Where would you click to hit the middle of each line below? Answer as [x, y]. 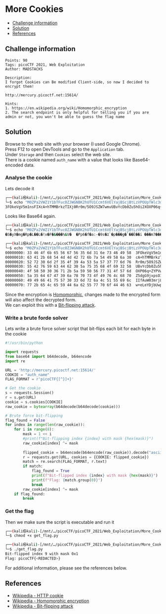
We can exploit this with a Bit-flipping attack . [51, 305]
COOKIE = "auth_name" [27, 375]
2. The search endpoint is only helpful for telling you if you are [77, 112]
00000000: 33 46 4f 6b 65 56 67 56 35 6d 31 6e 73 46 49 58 [68, 253]
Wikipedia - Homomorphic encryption [51, 601]
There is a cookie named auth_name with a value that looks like [68, 160]
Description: [19, 78]
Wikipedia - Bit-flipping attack [43, 606]
